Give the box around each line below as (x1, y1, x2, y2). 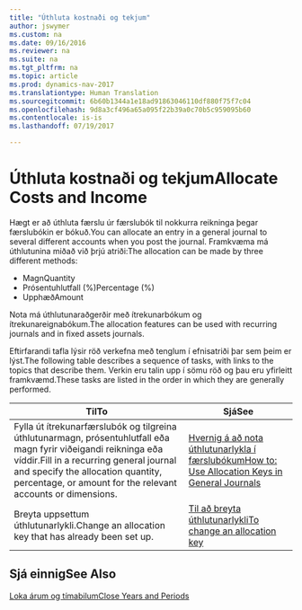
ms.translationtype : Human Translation (9, 88, 159, 97)
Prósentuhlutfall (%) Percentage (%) (22, 282, 155, 293)
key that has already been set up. (13, 530, 155, 543)
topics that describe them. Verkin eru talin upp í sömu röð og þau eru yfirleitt (9, 365, 293, 376)
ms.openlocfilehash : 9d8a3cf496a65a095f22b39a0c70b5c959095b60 (9, 105, 252, 114)
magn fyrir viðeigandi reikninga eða (13, 442, 164, 455)
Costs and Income (9, 188, 148, 208)
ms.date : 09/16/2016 (9, 38, 87, 48)
